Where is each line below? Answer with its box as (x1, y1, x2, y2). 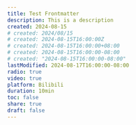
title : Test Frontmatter (7, 10, 80, 17)
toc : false (7, 94, 39, 101)
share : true (7, 101, 42, 108)
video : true (7, 74, 42, 82)
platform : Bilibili (7, 81, 64, 88)
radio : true (7, 68, 42, 75)
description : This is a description (7, 17, 114, 24)
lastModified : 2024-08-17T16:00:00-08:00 (7, 62, 130, 69)
